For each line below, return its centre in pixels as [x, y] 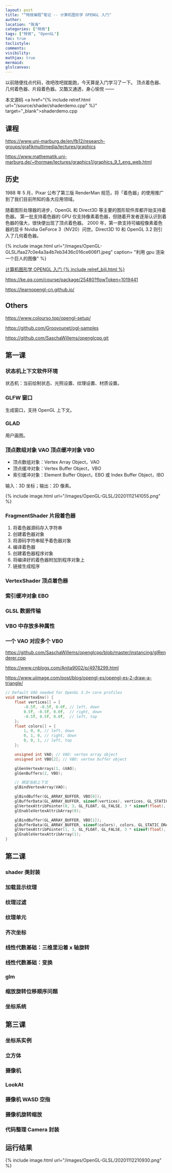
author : [14, 19]
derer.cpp [16, 658]
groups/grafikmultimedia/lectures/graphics [51, 146]
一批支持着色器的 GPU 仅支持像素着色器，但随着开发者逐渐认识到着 [95, 216]
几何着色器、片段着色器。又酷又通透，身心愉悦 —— [60, 89]
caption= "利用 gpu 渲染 [139, 252]
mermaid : [15, 63]
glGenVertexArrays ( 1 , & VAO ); [46, 768]
